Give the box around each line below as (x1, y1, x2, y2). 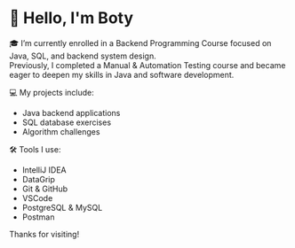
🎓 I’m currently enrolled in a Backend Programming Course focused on (9, 37, 272, 48)
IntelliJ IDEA (21, 164, 67, 175)
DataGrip (21, 174, 56, 184)
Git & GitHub (21, 183, 68, 194)
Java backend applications (21, 107, 121, 118)
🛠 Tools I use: (9, 143, 61, 154)
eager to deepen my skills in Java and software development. (9, 69, 235, 80)
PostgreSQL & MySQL (21, 202, 103, 213)
